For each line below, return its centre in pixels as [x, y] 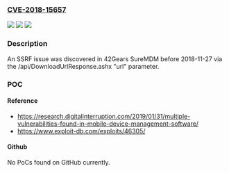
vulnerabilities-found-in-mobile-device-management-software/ [108, 124]
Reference [23, 101]
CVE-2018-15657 [37, 10]
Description [27, 44]
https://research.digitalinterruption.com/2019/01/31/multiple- [104, 116]
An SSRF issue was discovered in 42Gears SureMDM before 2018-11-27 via [115, 59]
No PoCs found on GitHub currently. [59, 162]
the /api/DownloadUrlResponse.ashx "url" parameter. [83, 66]
